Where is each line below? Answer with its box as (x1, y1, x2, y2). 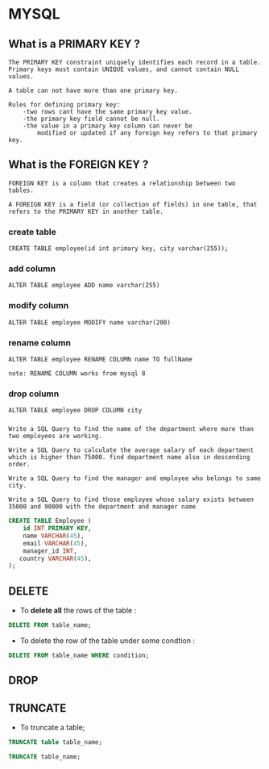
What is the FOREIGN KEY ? (8, 158, 149, 172)
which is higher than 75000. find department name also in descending (8, 453, 250, 462)
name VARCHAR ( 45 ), (23, 532, 85, 540)
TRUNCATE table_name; (8, 752, 81, 761)
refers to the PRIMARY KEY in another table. (8, 207, 163, 215)
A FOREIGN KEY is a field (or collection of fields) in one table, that (8, 200, 258, 208)
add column (8, 263, 56, 274)
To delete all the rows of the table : (19, 606, 137, 616)
